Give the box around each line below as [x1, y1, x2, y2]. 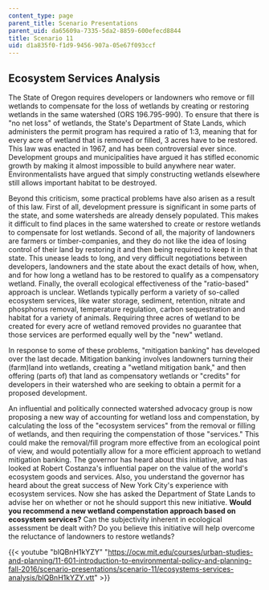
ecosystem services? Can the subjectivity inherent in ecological [8, 515, 222, 524]
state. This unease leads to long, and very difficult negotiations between [8, 253, 247, 262]
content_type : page [8, 11, 74, 20]
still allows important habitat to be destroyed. [8, 177, 157, 187]
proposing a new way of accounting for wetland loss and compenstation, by [8, 412, 259, 421]
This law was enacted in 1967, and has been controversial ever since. [8, 144, 237, 153]
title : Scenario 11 [8, 34, 74, 43]
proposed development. [8, 388, 88, 397]
